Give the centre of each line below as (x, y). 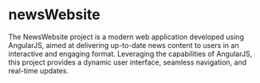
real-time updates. (39, 70)
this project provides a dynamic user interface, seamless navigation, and (128, 62)
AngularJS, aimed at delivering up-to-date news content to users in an (124, 45)
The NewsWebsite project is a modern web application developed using (126, 37)
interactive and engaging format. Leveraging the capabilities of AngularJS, (130, 53)
